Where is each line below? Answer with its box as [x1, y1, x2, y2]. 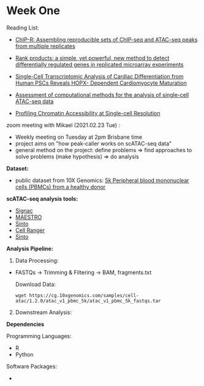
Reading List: [6, 24, 40, 31]
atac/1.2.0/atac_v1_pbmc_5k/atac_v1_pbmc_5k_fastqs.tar [15, 298, 161, 304]
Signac [15, 207, 33, 214]
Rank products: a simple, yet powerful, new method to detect [15, 54, 170, 61]
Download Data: [15, 280, 56, 288]
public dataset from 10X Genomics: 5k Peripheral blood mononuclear [15, 176, 189, 184]
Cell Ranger [15, 226, 45, 234]
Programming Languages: [6, 332, 72, 339]
